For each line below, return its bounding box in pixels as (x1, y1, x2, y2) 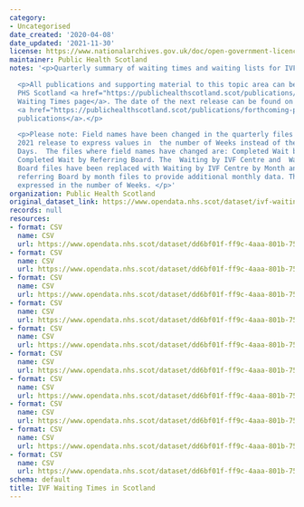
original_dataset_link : (9, 197, 100, 206)
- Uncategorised (9, 22, 71, 31)
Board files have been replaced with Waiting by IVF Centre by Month (17, 164, 285, 173)
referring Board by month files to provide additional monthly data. (17, 172, 285, 181)
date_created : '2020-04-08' (9, 30, 116, 39)
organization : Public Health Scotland (9, 189, 156, 198)
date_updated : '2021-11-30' (9, 38, 116, 48)
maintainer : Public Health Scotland (9, 55, 147, 64)
